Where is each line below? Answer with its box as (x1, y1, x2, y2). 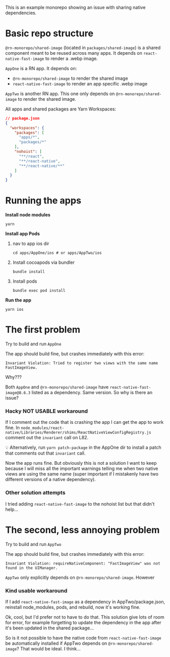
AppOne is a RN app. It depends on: (5, 65, 77, 71)
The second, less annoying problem (5, 524, 160, 536)
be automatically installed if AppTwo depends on (5, 640, 107, 646)
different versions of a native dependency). (5, 477, 96, 483)
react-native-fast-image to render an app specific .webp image (12, 80, 148, 86)
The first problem (5, 324, 80, 335)
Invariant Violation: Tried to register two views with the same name (5, 360, 158, 366)
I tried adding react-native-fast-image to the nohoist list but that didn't (5, 501, 155, 507)
